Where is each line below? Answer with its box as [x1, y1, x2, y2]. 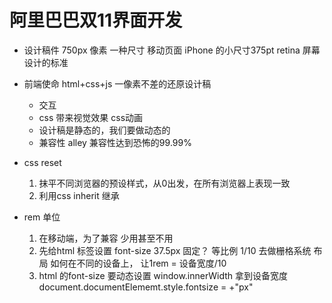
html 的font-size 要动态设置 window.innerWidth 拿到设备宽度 [38, 269, 288, 281]
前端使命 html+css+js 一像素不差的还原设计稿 [23, 77, 212, 90]
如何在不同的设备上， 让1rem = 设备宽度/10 [50, 257, 227, 269]
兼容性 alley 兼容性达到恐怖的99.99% [38, 136, 192, 148]
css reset [23, 156, 62, 168]
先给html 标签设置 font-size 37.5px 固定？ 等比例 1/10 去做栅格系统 [38, 244, 312, 256]
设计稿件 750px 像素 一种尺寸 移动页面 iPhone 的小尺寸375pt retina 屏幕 [23, 44, 321, 56]
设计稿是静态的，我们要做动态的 [38, 124, 171, 136]
